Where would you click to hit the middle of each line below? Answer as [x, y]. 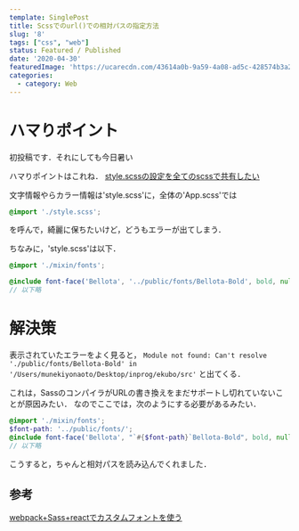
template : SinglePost [49, 17]
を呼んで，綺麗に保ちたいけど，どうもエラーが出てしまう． [117, 230]
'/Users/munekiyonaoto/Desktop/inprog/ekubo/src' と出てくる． [127, 374]
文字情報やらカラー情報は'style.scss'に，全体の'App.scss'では [123, 195]
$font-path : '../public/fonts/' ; [71, 429]
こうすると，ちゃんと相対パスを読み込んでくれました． [110, 463]
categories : [31, 76]
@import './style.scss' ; [55, 212]
